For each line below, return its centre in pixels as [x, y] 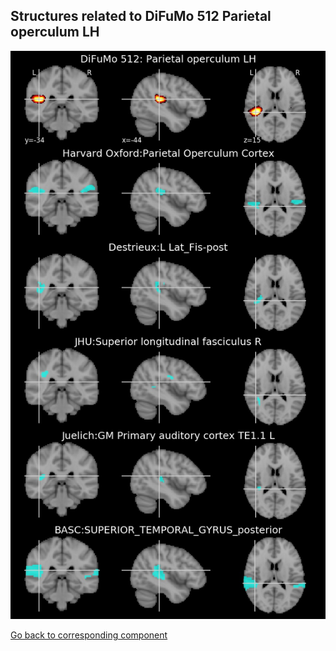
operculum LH [55, 32]
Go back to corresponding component [89, 635]
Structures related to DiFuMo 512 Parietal [141, 16]
